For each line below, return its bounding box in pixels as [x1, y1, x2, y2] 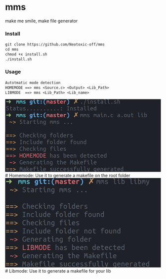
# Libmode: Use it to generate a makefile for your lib [5, 268, 111, 274]
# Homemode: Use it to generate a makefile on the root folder [5, 172, 130, 178]
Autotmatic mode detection [5, 80, 61, 85]
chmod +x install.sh [5, 52, 48, 57]
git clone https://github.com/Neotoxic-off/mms [5, 42, 105, 47]
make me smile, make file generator [5, 18, 78, 24]
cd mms [5, 47, 19, 52]
